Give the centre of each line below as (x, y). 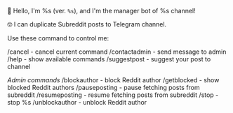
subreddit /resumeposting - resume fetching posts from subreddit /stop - (113, 95)
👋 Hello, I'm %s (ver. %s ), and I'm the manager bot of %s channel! (102, 11)
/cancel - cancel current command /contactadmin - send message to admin (117, 52)
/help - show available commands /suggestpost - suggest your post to (109, 59)
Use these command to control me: (58, 38)
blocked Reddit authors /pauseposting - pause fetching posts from (104, 88)
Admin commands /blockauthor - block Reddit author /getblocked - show (113, 80)
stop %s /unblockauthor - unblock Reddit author (77, 102)
